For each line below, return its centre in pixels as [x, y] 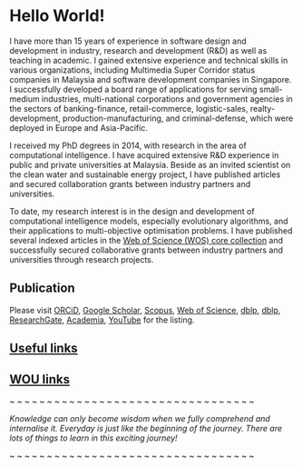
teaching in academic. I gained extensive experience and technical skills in [149, 60]
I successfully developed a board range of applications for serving [133, 89]
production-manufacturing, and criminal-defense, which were [178, 118]
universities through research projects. [82, 259]
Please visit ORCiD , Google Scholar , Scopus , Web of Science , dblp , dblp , [145, 310]
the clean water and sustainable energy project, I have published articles [145, 174]
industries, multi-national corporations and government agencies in [167, 99]
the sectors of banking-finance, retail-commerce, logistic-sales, [129, 108]
